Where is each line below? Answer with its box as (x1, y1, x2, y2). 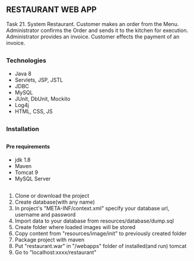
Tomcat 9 (14, 169, 39, 176)
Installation (6, 124, 40, 133)
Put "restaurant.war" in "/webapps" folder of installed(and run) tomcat (14, 243, 187, 250)
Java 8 (14, 70, 31, 77)
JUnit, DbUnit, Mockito (14, 95, 71, 102)
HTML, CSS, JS (14, 108, 53, 115)
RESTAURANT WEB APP (6, 5, 97, 15)
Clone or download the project (14, 192, 90, 199)
